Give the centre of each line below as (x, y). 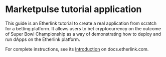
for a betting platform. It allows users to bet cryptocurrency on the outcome (83, 28)
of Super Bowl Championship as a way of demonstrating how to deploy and (83, 34)
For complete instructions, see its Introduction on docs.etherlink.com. (77, 49)
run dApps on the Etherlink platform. (43, 39)
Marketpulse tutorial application (73, 9)
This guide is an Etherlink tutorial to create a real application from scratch (81, 23)
